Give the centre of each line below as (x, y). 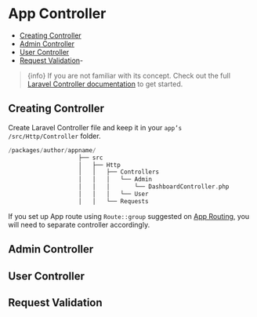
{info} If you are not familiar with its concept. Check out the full (129, 75)
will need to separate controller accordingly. (79, 224)
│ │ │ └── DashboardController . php (154, 187)
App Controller (57, 14)
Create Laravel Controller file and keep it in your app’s (95, 127)
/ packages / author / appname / (52, 150)
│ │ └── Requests (113, 201)
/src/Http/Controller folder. (54, 136)
